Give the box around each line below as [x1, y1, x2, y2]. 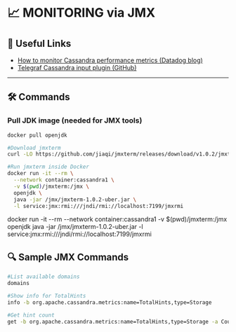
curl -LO [7, 151, 33, 158]
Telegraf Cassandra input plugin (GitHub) [17, 64, 137, 71]
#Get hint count [7, 312, 55, 319]
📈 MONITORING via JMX [7, 5, 156, 21]
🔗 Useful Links [7, 37, 72, 49]
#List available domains [7, 273, 80, 280]
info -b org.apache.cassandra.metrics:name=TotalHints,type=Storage [7, 298, 212, 306]
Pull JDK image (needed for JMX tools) [7, 116, 143, 125]
